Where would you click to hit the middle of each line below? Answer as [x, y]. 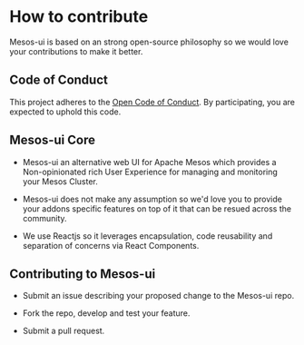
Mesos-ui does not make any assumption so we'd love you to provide [152, 199]
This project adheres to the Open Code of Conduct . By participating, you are [152, 102]
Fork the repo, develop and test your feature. [106, 313]
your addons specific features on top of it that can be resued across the [157, 208]
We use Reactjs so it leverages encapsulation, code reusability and [147, 236]
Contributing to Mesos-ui [83, 274]
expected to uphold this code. [65, 112]
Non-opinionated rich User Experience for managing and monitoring [150, 172]
